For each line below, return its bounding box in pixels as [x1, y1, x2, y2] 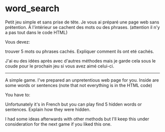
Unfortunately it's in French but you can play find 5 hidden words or [5, 101, 142, 107]
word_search [5, 3, 60, 14]
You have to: [5, 91, 30, 98]
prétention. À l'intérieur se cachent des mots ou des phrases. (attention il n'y [5, 24, 160, 30]
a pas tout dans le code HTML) [5, 29, 68, 35]
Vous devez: [5, 39, 30, 44]
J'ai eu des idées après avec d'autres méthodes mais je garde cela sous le [5, 58, 156, 64]
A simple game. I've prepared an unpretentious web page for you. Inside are [5, 77, 159, 83]
